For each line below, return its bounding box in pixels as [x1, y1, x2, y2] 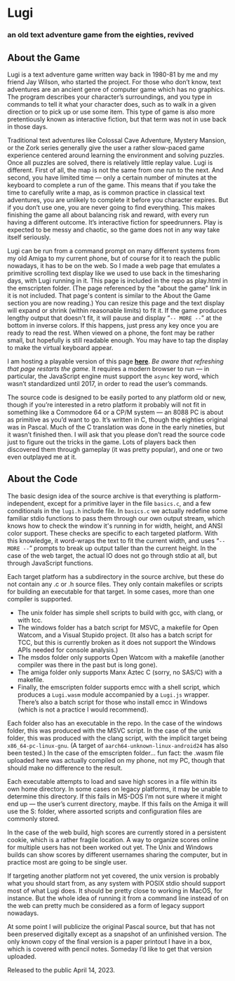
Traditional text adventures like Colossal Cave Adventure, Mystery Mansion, [7, 135, 227, 145]
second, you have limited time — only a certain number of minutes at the [7, 173, 217, 182]
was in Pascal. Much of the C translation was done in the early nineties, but [7, 422, 225, 431]
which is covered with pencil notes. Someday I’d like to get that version [7, 945, 213, 953]
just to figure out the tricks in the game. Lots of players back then [7, 437, 196, 446]
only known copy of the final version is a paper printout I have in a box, [7, 937, 213, 945]
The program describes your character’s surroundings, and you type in [7, 93, 213, 101]
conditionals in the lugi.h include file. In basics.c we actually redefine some [7, 507, 228, 515]
